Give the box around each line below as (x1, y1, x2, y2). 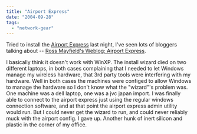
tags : (6, 19, 19, 25)
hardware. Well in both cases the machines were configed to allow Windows (6, 78, 192, 85)
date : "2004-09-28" (6, 14, 54, 20)
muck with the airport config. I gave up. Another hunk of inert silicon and (6, 115, 183, 122)
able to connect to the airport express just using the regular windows (6, 96, 174, 103)
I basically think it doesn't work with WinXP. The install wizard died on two (6, 59, 187, 66)
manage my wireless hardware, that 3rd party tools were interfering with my (6, 71, 191, 78)
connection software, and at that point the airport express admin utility (6, 102, 178, 109)
